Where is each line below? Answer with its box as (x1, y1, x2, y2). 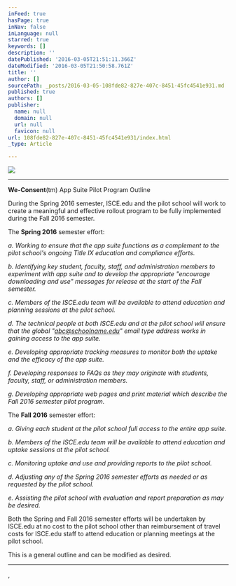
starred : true (8, 36, 50, 43)
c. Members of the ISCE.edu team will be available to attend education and (8, 299, 225, 307)
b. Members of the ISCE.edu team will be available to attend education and (8, 438, 225, 447)
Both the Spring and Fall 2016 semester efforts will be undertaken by (8, 515, 206, 523)
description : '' (8, 50, 55, 57)
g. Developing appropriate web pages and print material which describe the (8, 390, 228, 398)
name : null (14, 108, 46, 115)
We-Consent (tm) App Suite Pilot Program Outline (8, 186, 151, 194)
